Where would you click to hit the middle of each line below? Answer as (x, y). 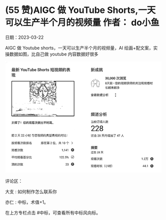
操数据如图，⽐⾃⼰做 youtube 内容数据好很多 (52, 54)
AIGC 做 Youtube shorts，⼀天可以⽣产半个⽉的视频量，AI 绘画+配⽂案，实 (82, 48)
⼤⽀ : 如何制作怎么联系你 (31, 191)
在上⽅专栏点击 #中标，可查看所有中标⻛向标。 (53, 213)
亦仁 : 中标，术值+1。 (27, 202)
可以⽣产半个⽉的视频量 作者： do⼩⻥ (83, 23)
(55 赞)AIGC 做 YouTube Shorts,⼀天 (80, 10)
